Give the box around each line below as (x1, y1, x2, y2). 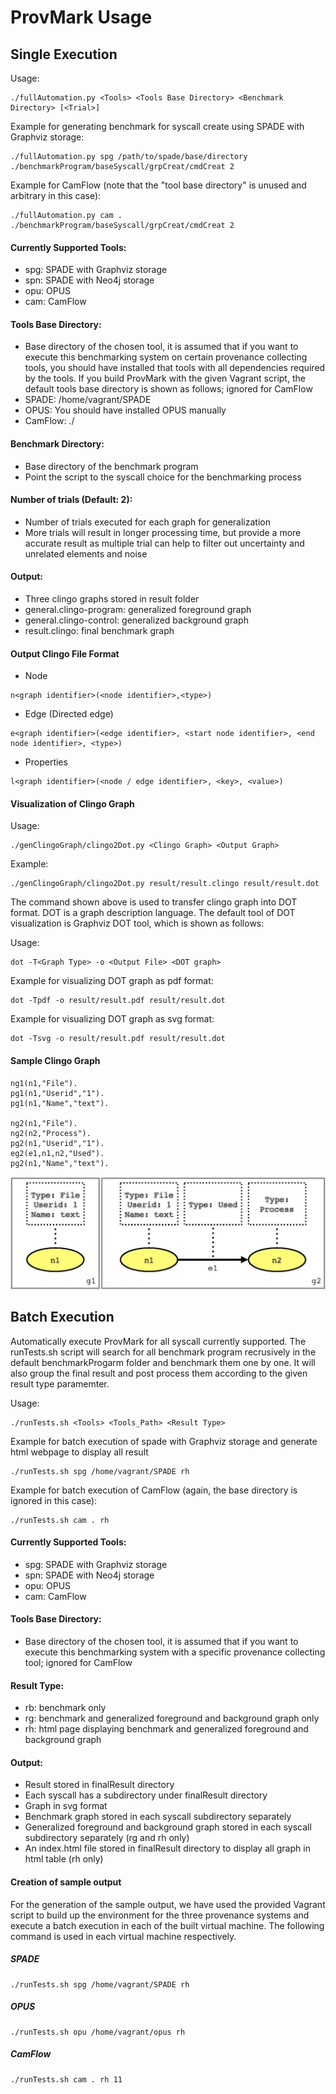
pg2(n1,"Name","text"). (10, 1158, 110, 1168)
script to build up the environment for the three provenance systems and (10, 1909, 310, 1921)
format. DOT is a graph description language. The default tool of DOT (10, 907, 296, 919)
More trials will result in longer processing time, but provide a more (24, 526, 302, 538)
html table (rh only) (24, 1853, 104, 1865)
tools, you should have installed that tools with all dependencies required (24, 362, 326, 374)
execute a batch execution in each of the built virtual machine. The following (10, 1919, 325, 1931)
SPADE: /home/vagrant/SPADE (24, 394, 152, 406)
